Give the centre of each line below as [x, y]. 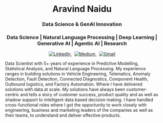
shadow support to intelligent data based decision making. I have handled [79, 100]
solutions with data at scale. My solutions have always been [65, 89]
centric [12, 95]
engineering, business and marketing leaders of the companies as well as [79, 110]
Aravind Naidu [82, 9]
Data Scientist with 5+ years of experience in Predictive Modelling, [72, 63]
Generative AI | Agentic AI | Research [82, 43]
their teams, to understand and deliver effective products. [63, 115]
